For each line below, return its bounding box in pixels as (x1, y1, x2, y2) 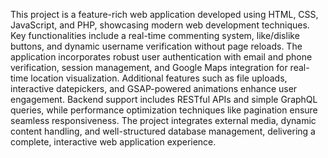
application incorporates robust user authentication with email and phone (10, 51, 313, 63)
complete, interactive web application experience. (10, 136, 217, 148)
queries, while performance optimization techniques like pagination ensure (10, 104, 318, 116)
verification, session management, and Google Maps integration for (10, 62, 288, 73)
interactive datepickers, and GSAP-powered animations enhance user (10, 83, 298, 94)
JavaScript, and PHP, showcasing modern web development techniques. (10, 19, 310, 31)
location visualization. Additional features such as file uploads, (30, 72, 288, 84)
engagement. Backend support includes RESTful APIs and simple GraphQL (10, 94, 318, 105)
